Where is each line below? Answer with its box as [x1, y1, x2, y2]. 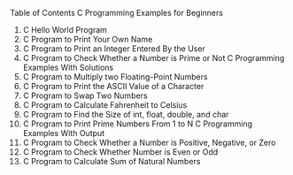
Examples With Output [22, 128, 105, 138]
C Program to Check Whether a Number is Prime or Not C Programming [22, 53, 285, 63]
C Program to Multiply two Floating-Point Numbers [22, 72, 208, 82]
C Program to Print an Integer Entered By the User [22, 43, 206, 54]
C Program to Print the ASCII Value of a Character [22, 81, 204, 91]
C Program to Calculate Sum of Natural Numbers [22, 156, 201, 166]
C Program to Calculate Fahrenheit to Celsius [22, 100, 188, 110]
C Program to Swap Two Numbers [22, 90, 149, 101]
